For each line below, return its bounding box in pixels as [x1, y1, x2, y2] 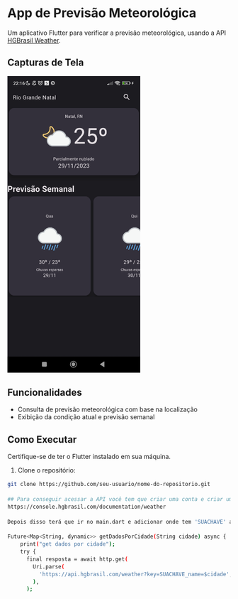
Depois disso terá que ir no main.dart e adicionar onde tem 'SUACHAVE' [7, 518, 227, 525]
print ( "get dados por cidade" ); [20, 541, 115, 548]
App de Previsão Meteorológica [7, 5, 197, 21]
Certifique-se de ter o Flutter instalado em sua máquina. [7, 453, 171, 461]
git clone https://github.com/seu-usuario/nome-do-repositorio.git [7, 481, 211, 488]
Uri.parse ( [33, 563, 65, 570]
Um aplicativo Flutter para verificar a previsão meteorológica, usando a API [7, 28, 227, 37]
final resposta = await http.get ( [25, 556, 129, 563]
